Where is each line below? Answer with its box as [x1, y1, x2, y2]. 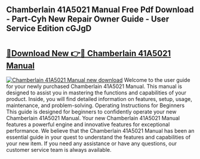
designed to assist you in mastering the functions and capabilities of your [6, 89, 187, 96]
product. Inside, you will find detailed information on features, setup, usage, [6, 96, 192, 102]
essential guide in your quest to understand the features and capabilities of [6, 134, 191, 140]
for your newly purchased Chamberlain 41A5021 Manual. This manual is [6, 83, 182, 90]
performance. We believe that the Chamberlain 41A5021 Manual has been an [6, 127, 195, 134]
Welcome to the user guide [124, 77, 190, 83]
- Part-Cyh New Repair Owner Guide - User [6, 14, 170, 25]
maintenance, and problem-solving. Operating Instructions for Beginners [6, 102, 185, 109]
